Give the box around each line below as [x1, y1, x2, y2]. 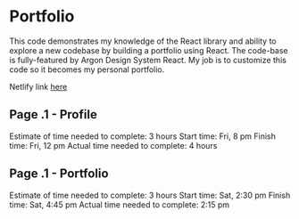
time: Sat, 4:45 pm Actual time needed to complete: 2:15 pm [9, 199, 230, 210]
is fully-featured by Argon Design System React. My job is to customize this [9, 54, 287, 65]
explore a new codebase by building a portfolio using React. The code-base [9, 45, 288, 55]
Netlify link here [9, 81, 68, 92]
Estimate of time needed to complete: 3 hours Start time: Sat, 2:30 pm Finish [9, 190, 291, 200]
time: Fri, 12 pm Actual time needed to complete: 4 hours [9, 140, 218, 150]
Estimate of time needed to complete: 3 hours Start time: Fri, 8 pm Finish [9, 131, 277, 142]
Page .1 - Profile [9, 107, 98, 122]
